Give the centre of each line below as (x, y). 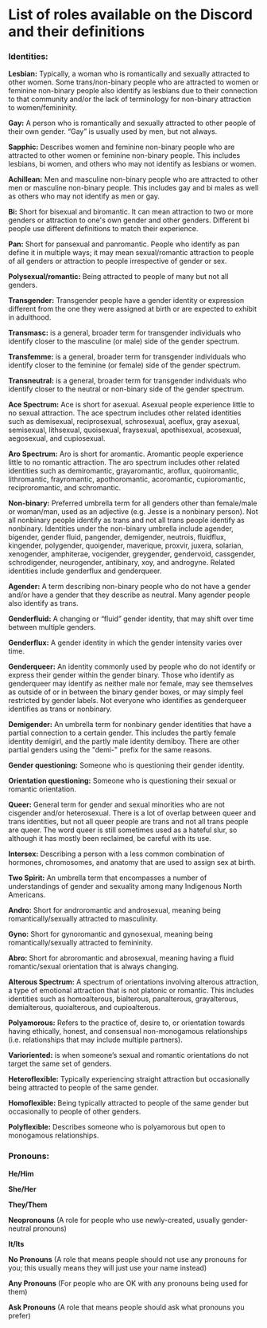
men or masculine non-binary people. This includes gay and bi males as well (133, 188)
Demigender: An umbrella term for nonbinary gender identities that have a (130, 725)
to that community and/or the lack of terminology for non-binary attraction (130, 99)
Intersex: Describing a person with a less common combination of (116, 854)
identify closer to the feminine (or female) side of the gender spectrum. (124, 365)
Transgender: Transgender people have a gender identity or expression (126, 301)
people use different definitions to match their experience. (103, 229)
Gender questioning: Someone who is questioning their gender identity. (126, 765)
